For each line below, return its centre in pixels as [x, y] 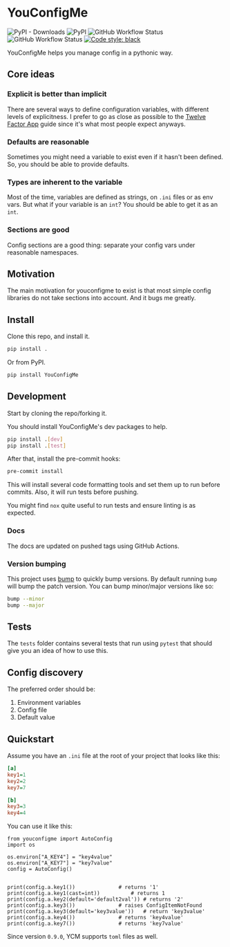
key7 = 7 [17, 788]
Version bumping [37, 564]
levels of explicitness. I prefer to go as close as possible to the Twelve [106, 116]
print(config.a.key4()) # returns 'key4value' [96, 918]
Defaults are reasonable [48, 142]
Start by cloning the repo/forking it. [57, 413]
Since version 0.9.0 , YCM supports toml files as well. [83, 937]
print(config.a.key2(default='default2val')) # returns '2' [96, 900]
